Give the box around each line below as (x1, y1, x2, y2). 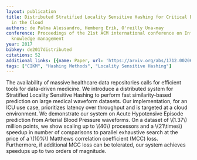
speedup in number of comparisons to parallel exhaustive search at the (6, 129, 178, 136)
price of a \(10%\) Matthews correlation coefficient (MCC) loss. (6, 135, 158, 142)
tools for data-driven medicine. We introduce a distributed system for (6, 86, 174, 93)
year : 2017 (6, 42, 33, 47)
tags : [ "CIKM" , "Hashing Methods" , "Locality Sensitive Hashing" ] (6, 63, 172, 69)
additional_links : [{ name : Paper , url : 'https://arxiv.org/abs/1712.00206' (6, 57, 195, 63)
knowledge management (11, 36, 64, 42)
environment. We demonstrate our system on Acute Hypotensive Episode (6, 110, 184, 117)
